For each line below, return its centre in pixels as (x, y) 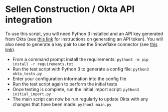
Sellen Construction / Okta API (70, 9)
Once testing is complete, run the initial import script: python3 (76, 89)
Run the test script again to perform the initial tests (65, 84)
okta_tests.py (27, 73)
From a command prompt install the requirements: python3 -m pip (80, 59)
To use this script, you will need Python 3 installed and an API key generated (84, 33)
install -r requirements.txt (43, 64)
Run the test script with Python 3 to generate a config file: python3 (81, 69)
